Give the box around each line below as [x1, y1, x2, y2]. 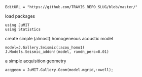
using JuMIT [5, 23, 30, 27]
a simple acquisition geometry [5, 58, 67, 64]
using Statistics [5, 27, 41, 32]
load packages [5, 13, 35, 19]
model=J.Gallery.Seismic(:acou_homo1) [5, 45, 85, 50]
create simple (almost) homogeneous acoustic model [5, 36, 113, 41]
